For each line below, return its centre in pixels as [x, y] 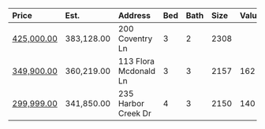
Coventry [135, 39]
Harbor [131, 103]
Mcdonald [137, 71]
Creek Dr [134, 113]
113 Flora [136, 61]
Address [134, 15]
